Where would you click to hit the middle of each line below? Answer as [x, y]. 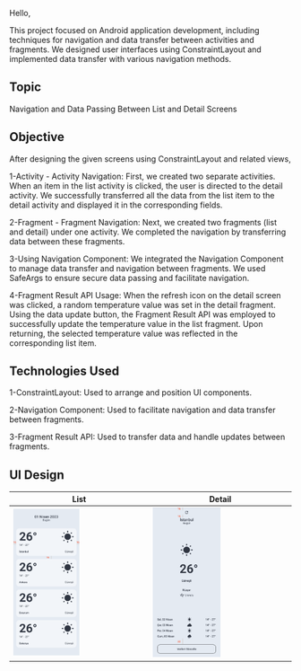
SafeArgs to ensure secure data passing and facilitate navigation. [129, 278]
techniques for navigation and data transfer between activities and [132, 40]
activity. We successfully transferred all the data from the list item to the [142, 195]
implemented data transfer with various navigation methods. [120, 59]
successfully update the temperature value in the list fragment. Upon [136, 323]
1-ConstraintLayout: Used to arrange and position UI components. [131, 393]
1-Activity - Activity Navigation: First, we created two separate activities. [142, 176]
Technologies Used [64, 371]
